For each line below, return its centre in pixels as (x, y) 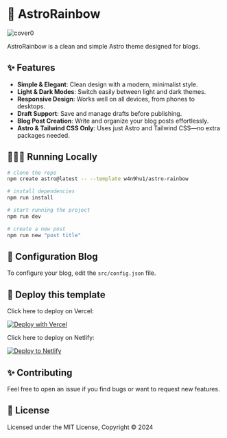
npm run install (30, 198)
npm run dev (24, 216)
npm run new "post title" (44, 235)
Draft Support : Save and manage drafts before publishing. (99, 113)
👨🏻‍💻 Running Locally (52, 157)
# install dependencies (41, 191)
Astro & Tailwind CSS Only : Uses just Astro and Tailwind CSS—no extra (119, 128)
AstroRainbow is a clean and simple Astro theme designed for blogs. (104, 46)
